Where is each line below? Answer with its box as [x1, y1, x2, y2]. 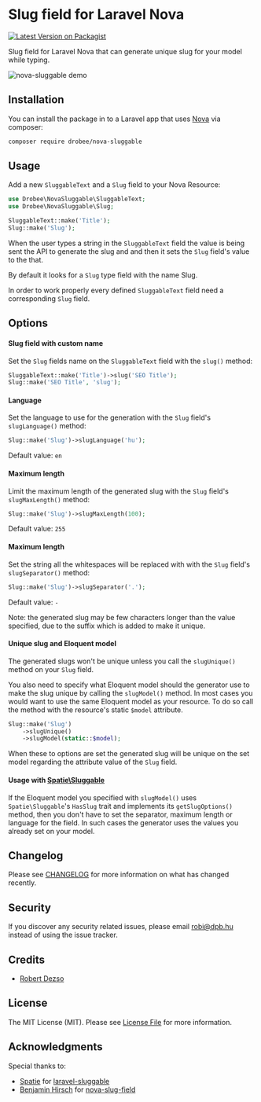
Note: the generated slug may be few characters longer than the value [8, 612, 236, 622]
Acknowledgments [8, 1040, 104, 1054]
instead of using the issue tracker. [8, 930, 118, 940]
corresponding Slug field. [8, 293, 90, 303]
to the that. [8, 255, 44, 264]
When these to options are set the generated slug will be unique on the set [8, 749, 250, 759]
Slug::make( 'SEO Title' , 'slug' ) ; [8, 379, 122, 387]
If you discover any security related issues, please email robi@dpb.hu [8, 922, 233, 931]
